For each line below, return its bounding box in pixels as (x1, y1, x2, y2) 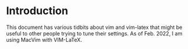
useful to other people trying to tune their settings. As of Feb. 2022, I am (6, 30, 183, 37)
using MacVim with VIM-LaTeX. (6, 36, 83, 43)
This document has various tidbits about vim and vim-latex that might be (6, 24, 183, 31)
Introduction (6, 4, 69, 18)
